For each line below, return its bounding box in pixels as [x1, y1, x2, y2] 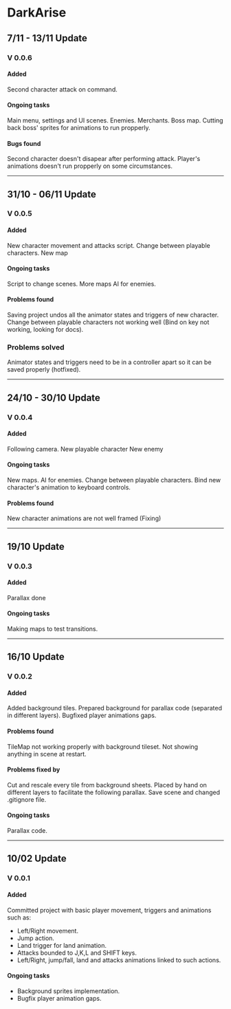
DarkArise [7, 5, 67, 21]
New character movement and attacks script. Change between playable [7, 241, 211, 249]
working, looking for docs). [7, 326, 84, 334]
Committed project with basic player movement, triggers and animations [7, 906, 212, 914]
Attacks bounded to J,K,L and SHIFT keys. [16, 948, 137, 957]
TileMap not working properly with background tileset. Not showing [7, 742, 198, 751]
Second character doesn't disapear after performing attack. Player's [7, 155, 201, 163]
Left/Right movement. [16, 926, 79, 935]
